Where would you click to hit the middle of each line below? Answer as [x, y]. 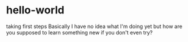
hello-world [35, 10]
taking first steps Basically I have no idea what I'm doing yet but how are [94, 26]
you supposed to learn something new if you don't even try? [79, 32]
